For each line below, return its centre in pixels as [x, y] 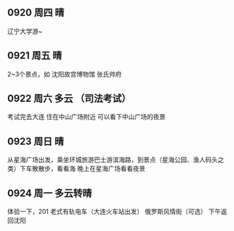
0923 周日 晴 [36, 141]
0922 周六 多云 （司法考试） [69, 99]
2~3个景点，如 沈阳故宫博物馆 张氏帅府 [65, 74]
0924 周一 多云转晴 [49, 193]
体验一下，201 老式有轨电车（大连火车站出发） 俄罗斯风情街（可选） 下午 [114, 212]
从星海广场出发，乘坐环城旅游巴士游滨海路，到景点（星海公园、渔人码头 [112, 160]
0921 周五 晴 [35, 56]
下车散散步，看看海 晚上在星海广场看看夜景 [82, 169]
